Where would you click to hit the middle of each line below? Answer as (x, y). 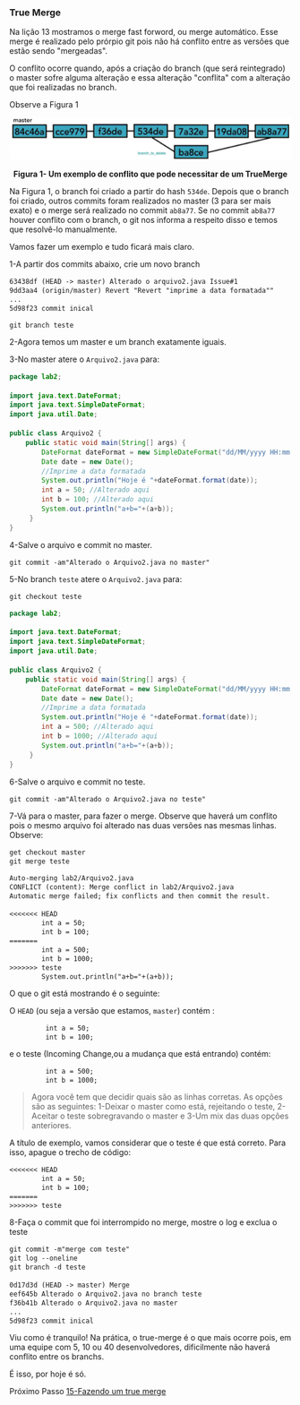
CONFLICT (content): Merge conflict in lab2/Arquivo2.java (122, 887)
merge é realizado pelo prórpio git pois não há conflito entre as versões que (149, 41)
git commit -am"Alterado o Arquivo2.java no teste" (107, 799)
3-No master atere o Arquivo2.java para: (84, 359)
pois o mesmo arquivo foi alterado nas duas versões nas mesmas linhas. (143, 825)
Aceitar (44, 1116)
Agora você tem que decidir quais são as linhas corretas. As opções (157, 1097)
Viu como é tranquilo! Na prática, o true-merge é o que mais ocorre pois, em (150, 1337)
